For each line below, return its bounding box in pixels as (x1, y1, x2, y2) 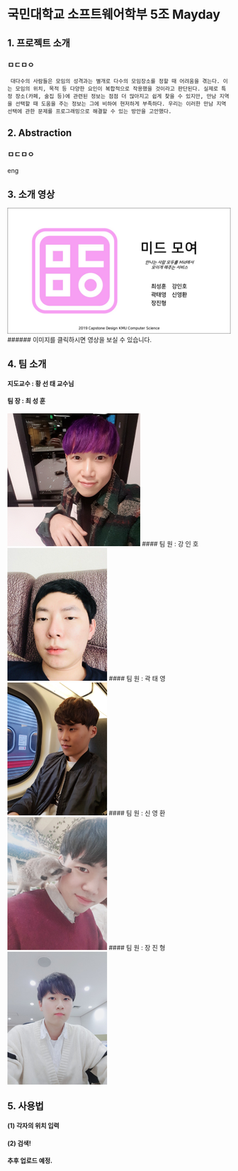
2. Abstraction (7, 127, 72, 139)
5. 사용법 (7, 1100, 44, 1112)
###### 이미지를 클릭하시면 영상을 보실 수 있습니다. (7, 335, 152, 344)
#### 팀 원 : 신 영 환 (108, 809, 166, 818)
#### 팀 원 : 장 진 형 (108, 944, 166, 952)
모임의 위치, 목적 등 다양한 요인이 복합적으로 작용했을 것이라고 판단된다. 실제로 (15, 85, 218, 92)
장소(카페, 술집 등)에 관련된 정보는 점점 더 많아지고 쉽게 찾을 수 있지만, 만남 (15, 93, 217, 100)
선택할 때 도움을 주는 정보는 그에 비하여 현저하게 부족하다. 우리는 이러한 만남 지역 (15, 100, 227, 107)
